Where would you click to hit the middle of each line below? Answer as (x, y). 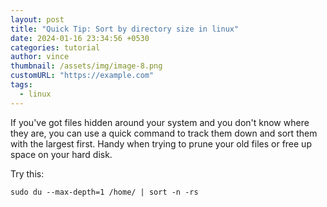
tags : (21, 85)
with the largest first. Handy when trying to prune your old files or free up (161, 143)
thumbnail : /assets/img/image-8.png (86, 66)
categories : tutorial (55, 47)
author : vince (40, 57)
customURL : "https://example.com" (82, 76)
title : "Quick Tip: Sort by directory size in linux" (125, 29)
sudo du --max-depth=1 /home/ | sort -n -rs (104, 192)
